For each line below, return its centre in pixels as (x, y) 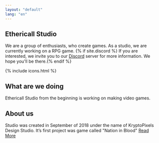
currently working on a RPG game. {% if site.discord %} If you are (72, 51)
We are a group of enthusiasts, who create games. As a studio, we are (76, 46)
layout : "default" (24, 10)
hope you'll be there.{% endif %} (39, 61)
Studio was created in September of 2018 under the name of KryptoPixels (79, 125)
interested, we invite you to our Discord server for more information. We (78, 56)
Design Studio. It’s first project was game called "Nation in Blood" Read (77, 130)
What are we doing (34, 86)
